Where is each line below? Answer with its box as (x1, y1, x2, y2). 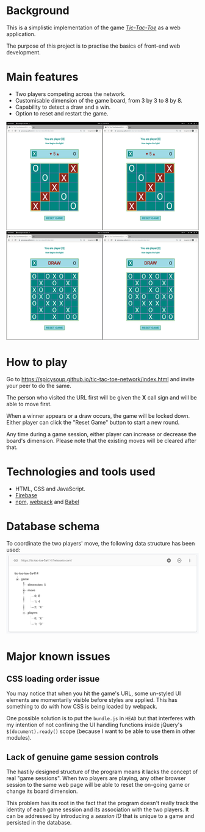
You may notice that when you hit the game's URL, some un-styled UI (6, 690, 181, 697)
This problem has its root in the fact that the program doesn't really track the (6, 800, 199, 807)
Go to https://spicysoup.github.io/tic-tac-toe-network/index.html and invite (6, 375, 195, 382)
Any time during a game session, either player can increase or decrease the (6, 430, 197, 437)
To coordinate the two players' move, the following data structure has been (6, 539, 195, 547)
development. (6, 48, 41, 56)
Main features (6, 70, 79, 84)
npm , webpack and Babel (15, 498, 79, 505)
